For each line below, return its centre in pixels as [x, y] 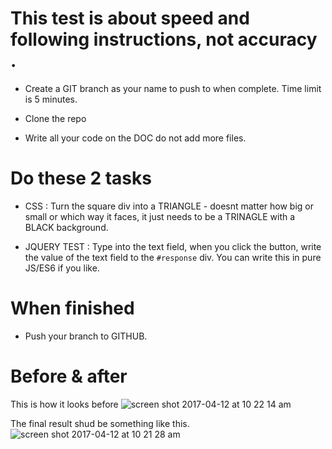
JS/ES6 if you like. [62, 268]
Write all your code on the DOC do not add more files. [135, 138]
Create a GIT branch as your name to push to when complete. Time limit [173, 88]
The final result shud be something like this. [100, 423]
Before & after [69, 376]
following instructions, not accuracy [164, 39]
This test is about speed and [130, 18]
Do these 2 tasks [81, 178]
